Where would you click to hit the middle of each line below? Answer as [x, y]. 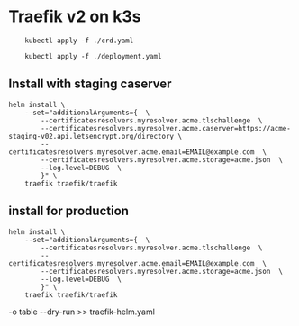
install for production [69, 211]
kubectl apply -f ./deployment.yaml [94, 56]
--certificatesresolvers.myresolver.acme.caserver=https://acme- [166, 128]
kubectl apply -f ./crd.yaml [79, 41]
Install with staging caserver [90, 84]
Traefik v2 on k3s [75, 17]
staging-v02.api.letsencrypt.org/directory [91, 136]
